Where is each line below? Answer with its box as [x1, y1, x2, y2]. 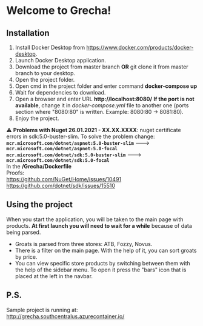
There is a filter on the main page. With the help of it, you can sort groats [15, 247, 197, 254]
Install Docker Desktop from [15, 44, 85, 51]
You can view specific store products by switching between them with [15, 259, 191, 267]
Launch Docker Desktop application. [15, 57, 106, 64]
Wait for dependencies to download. [15, 89, 106, 96]
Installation [6, 28, 50, 38]
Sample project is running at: [6, 306, 78, 313]
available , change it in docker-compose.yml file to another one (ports [15, 102, 189, 109]
